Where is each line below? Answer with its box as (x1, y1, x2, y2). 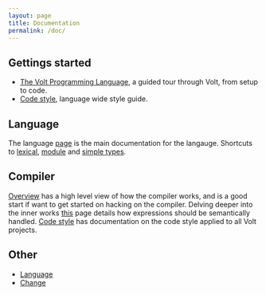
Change (19, 277, 46, 287)
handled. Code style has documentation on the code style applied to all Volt (8, 216, 257, 226)
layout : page (8, 11, 52, 20)
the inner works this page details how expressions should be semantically (8, 208, 251, 218)
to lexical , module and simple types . (8, 147, 127, 156)
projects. (8, 225, 37, 234)
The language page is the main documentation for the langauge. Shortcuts (8, 139, 253, 147)
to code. (19, 85, 48, 96)
